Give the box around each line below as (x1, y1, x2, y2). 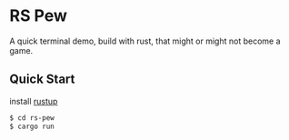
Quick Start (9, 72, 75, 87)
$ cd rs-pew (9, 113, 55, 123)
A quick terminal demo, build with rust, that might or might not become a (9, 35, 281, 46)
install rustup (9, 95, 58, 106)
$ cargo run (9, 122, 55, 131)
